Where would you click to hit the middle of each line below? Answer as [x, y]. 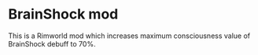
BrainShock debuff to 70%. [52, 43]
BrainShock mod [63, 14]
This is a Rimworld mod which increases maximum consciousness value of [129, 36]
